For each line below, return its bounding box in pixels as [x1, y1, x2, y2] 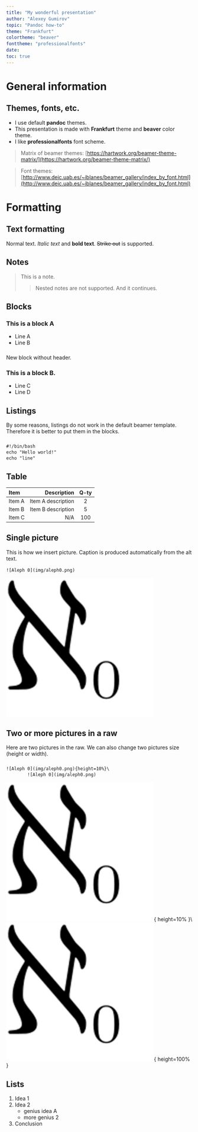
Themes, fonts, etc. [6, 103, 80, 113]
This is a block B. [6, 369, 56, 377]
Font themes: [20, 167, 53, 175]
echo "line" [6, 455, 35, 461]
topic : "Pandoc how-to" [6, 22, 65, 28]
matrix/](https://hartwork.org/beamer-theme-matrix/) [20, 156, 151, 163]
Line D [14, 389, 31, 396]
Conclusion [14, 1120, 43, 1127]
